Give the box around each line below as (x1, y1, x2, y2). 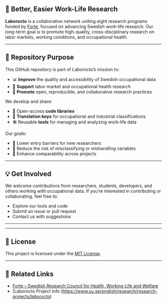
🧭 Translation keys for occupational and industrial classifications (12, 113, 146, 119)
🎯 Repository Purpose (5, 53, 75, 62)
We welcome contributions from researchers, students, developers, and (5, 183, 153, 189)
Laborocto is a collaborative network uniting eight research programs (5, 18, 148, 24)
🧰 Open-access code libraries (12, 108, 75, 114)
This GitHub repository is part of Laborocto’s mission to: (5, 66, 120, 72)
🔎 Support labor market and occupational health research (12, 83, 131, 90)
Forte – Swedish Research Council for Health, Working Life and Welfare (12, 283, 159, 289)
